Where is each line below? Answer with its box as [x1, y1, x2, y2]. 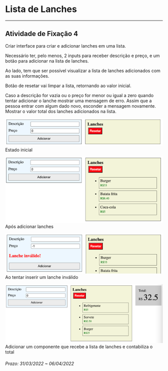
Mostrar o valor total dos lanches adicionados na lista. [5, 108, 116, 114]
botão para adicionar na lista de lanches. [5, 58, 89, 64]
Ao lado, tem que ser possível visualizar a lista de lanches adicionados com [5, 68, 161, 74]
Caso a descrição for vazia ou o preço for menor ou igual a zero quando [5, 92, 154, 98]
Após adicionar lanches [5, 223, 54, 229]
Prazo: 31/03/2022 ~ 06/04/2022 [5, 360, 74, 366]
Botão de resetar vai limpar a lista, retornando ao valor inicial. [5, 83, 131, 89]
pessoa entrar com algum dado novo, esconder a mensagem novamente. [5, 103, 156, 109]
